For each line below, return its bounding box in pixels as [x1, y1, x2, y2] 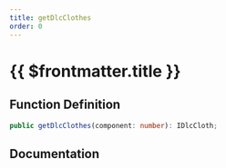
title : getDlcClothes [9, 13, 92, 23]
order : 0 [9, 22, 43, 31]
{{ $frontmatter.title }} [9, 61, 181, 82]
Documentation [9, 146, 100, 162]
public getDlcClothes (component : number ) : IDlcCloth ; [9, 121, 219, 130]
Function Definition [9, 97, 121, 113]
